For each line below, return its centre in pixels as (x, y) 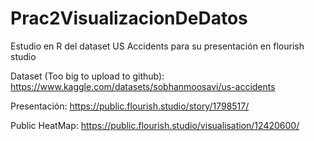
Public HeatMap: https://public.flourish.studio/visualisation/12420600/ (155, 125)
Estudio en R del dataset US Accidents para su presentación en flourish (157, 46)
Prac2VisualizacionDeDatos (129, 18)
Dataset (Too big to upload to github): (87, 76)
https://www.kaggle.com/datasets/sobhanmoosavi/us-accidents (143, 86)
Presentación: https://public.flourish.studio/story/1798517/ (130, 106)
